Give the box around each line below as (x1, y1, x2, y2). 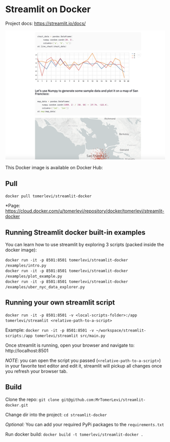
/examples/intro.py (5, 263, 47, 268)
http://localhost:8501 (5, 347, 49, 353)
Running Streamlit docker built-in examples (5, 228, 146, 237)
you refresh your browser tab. (5, 368, 67, 374)
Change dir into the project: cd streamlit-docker (5, 412, 108, 418)
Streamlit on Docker (5, 4, 91, 15)
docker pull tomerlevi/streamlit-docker (5, 194, 92, 199)
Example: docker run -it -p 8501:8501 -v (5, 327, 94, 333)
